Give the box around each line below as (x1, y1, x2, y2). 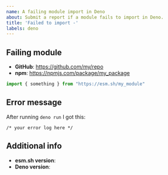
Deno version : (14, 163, 51, 170)
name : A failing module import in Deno (6, 8, 105, 15)
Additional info (6, 141, 63, 151)
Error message (6, 98, 63, 108)
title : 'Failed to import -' (6, 20, 79, 26)
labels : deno (6, 25, 39, 32)
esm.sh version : (14, 157, 56, 164)
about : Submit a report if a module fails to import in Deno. (6, 14, 164, 20)
